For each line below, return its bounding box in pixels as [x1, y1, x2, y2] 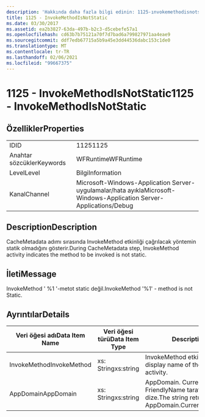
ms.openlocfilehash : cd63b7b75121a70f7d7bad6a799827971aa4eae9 [6, 32, 171, 38]
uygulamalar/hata [76, 186, 126, 194]
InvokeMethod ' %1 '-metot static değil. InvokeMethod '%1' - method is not [6, 285, 193, 292]
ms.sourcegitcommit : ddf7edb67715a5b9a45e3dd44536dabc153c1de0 [6, 37, 171, 43]
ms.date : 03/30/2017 [6, 20, 59, 26]
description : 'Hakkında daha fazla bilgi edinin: [6, 9, 135, 15]
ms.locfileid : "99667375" [6, 60, 72, 66]
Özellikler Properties [6, 123, 84, 134]
